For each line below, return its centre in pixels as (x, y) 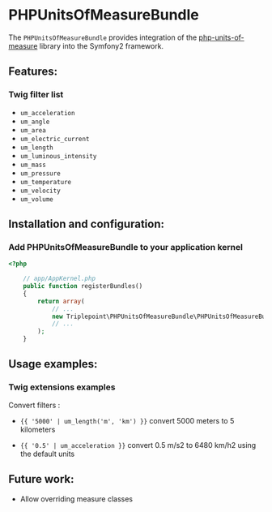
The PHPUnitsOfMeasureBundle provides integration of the (103, 37)
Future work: (41, 479)
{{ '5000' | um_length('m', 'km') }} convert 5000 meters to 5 (127, 420)
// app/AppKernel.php (59, 279)
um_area (33, 130)
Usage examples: (53, 364)
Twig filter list (36, 95)
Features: (33, 72)
